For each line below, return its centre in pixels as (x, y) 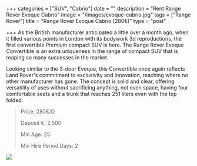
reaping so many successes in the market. (57, 57)
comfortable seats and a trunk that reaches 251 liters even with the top (92, 94)
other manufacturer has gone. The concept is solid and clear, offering (90, 81)
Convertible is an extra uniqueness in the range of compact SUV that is (92, 51)
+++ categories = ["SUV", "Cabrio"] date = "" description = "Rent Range (94, 9)
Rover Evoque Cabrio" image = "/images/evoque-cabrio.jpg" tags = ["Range (98, 15)
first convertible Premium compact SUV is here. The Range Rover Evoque (95, 45)
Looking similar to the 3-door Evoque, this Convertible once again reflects (96, 69)
